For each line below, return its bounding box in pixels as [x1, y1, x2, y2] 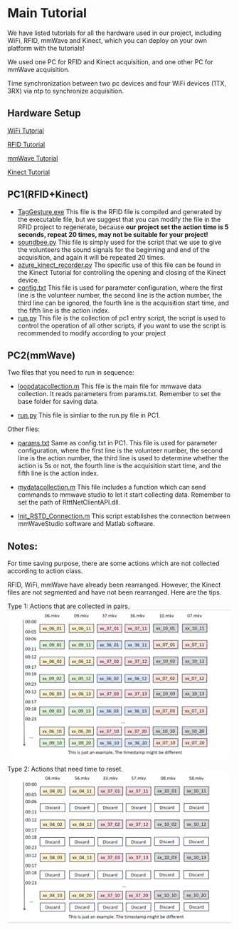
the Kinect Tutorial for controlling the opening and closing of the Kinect [17, 268, 226, 276]
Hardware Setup [7, 107, 81, 119]
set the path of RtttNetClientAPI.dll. [17, 498, 121, 507]
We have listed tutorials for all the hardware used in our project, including [7, 29, 222, 37]
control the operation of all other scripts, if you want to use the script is [17, 321, 226, 330]
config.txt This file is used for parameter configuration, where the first [17, 283, 223, 292]
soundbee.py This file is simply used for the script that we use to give [17, 238, 222, 246]
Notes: [7, 540, 38, 552]
